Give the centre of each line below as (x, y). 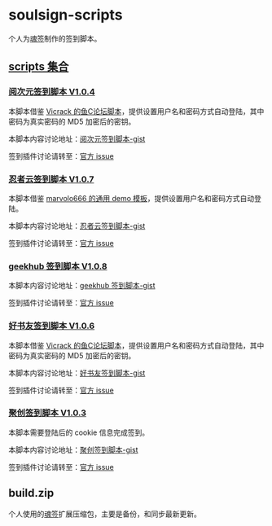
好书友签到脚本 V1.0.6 (52, 326)
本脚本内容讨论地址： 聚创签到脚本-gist (73, 449)
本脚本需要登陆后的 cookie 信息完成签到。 (79, 432)
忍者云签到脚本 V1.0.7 (51, 179)
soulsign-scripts (66, 15)
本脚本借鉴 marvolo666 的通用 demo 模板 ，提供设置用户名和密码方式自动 (132, 198)
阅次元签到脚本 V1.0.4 (52, 92)
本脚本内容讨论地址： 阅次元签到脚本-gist (77, 138)
